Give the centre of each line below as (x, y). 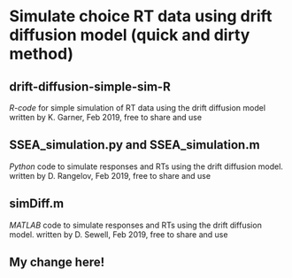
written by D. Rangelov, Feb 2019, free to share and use (110, 175)
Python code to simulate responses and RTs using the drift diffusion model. (146, 166)
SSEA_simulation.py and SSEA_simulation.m (134, 145)
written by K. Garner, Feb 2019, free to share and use (105, 117)
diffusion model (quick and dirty (130, 35)
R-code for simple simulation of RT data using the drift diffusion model (138, 108)
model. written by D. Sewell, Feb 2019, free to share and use (119, 234)
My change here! (57, 263)
